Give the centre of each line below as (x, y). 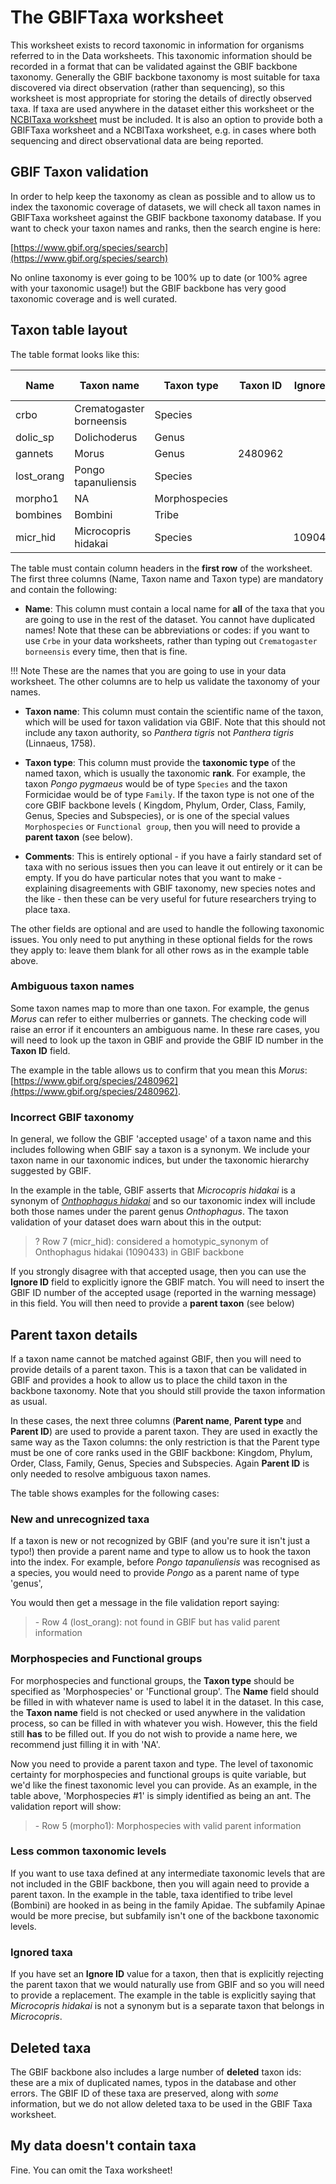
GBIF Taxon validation (79, 172)
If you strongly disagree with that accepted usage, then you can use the (158, 1272)
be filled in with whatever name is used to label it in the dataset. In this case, (167, 1702)
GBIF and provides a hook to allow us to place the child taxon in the (149, 1380)
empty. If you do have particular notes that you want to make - (153, 877)
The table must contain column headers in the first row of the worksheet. (161, 568)
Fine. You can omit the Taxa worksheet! (91, 2170)
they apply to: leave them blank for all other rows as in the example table (160, 950)
